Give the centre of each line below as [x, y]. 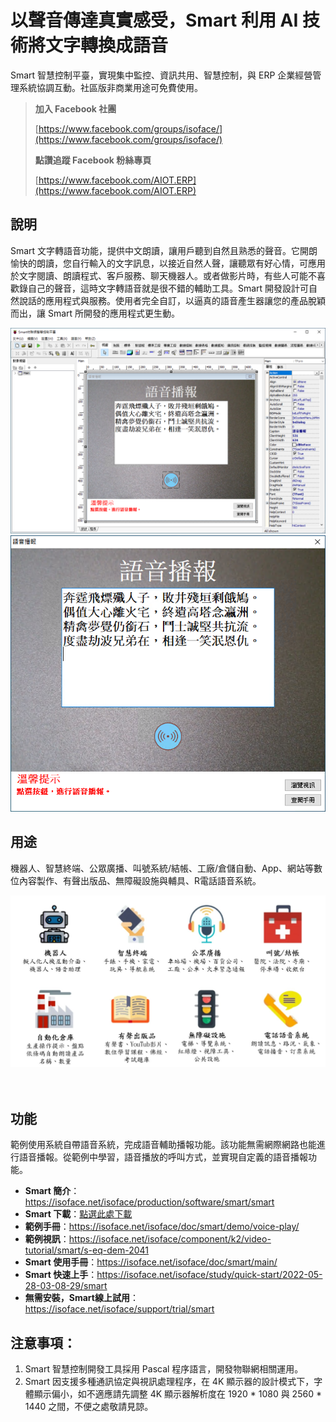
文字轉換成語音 [107, 45]
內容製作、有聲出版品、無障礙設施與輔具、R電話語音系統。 [140, 880]
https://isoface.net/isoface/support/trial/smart [119, 1309]
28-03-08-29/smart [66, 1286]
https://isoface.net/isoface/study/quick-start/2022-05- [209, 1275]
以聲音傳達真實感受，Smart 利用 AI [154, 20]
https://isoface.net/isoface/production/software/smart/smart [149, 1202]
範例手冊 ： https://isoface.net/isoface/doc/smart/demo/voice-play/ [162, 1227]
